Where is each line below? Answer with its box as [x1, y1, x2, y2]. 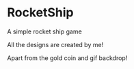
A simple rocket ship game [7, 27, 82, 36]
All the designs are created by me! [7, 40, 104, 49]
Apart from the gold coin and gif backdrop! [7, 53, 128, 62]
